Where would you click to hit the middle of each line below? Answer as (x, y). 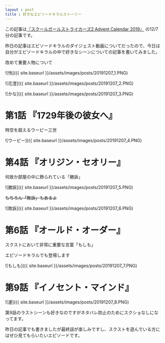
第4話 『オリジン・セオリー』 (65, 162)
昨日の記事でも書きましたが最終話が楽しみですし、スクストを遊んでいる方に (82, 329)
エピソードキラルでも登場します (37, 255)
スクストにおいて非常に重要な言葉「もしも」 (50, 245)
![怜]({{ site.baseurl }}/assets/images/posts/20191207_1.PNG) (66, 73)
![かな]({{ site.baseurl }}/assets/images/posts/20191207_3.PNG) (69, 94)
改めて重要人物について (29, 62)
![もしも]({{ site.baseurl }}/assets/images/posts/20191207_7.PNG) (71, 266)
